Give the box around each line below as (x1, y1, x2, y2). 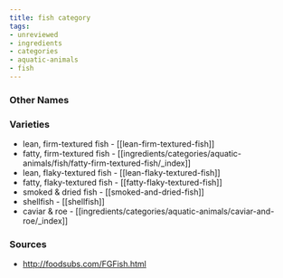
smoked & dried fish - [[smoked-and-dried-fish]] (22, 187, 205, 197)
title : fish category (9, 13, 91, 23)
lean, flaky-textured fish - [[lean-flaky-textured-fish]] (22, 168, 221, 178)
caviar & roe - (22, 206, 74, 217)
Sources (9, 238, 47, 251)
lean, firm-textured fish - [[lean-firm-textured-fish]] (22, 139, 215, 149)
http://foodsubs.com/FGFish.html (22, 259, 147, 270)
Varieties (9, 118, 50, 130)
